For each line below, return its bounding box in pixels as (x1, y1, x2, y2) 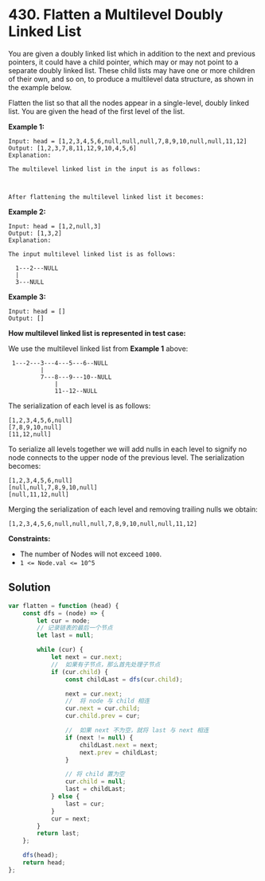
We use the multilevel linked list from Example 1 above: (8, 344, 189, 353)
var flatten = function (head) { (8, 602, 119, 610)
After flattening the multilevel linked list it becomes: (8, 193, 205, 201)
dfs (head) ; (22, 852, 59, 860)
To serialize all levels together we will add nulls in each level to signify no (8, 444, 247, 454)
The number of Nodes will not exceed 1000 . (19, 549, 162, 559)
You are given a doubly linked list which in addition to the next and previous (8, 49, 256, 58)
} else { (50, 793, 80, 801)
